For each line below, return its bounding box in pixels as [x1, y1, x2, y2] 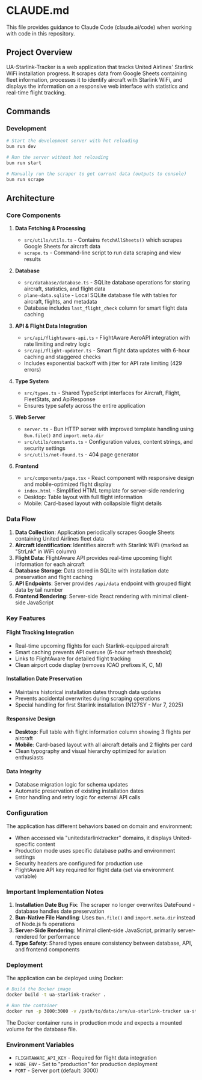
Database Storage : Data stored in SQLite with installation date [14, 566, 170, 574]
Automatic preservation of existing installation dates [14, 787, 144, 794]
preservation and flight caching [14, 573, 93, 580]
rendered [14, 933, 38, 940]
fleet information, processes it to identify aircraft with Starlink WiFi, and [6, 76, 183, 83]
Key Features [6, 614, 46, 622]
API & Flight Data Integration [14, 322, 87, 330]
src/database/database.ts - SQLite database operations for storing [23, 279, 191, 286]
